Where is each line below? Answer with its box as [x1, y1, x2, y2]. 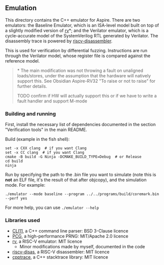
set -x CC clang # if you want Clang [5, 150, 84, 155]
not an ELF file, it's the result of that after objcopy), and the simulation [5, 177, 147, 183]
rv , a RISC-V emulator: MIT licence [12, 238, 82, 244]
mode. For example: [5, 182, 46, 188]
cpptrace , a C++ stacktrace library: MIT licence [12, 254, 109, 260]
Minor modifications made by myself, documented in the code [19, 244, 145, 250]
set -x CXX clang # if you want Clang [5, 146, 87, 151]
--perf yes [5, 196, 27, 201]
